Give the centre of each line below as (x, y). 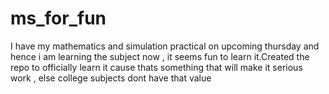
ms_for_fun (58, 18)
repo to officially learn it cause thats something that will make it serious (156, 67)
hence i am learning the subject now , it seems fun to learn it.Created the (160, 56)
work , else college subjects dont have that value (111, 78)
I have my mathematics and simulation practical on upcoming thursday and (165, 46)
